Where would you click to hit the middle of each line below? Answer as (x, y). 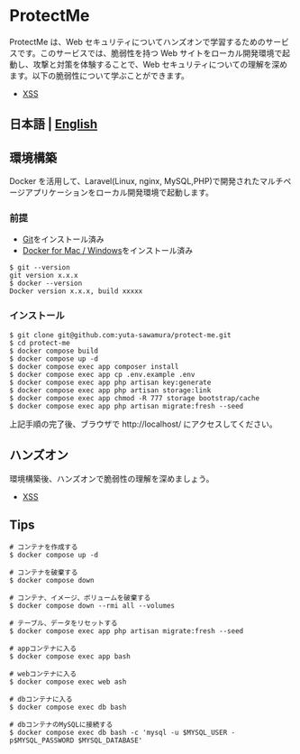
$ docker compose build (54, 351)
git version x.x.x (44, 276)
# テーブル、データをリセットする (64, 623)
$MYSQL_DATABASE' (110, 740)
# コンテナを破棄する (44, 573)
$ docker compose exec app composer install (94, 366)
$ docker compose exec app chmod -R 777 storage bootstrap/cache (134, 398)
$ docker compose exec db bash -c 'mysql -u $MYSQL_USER (118, 733)
